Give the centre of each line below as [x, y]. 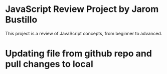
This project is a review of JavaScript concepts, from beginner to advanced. [84, 33]
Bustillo [21, 20]
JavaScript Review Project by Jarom [82, 9]
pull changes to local [49, 64]
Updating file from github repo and [78, 54]
